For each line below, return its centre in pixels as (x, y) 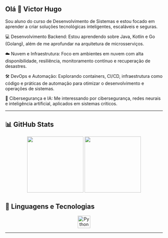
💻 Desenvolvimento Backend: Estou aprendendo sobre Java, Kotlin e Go (80, 36)
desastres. (16, 66)
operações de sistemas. (30, 88)
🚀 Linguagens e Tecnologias (50, 207)
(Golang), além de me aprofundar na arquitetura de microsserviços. (75, 43)
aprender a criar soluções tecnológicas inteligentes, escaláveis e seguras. (81, 26)
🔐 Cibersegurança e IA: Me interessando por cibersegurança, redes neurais (83, 98)
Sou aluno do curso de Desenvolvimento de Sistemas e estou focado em (80, 21)
